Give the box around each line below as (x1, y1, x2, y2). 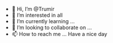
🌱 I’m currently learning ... (11, 18, 75, 24)
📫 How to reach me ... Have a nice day (11, 31, 108, 37)
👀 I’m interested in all (11, 12, 63, 19)
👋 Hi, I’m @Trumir (11, 6, 55, 12)
